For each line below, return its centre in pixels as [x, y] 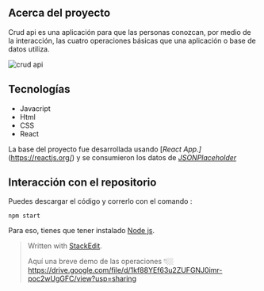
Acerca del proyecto [59, 13]
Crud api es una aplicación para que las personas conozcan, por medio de [130, 32]
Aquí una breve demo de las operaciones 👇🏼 [101, 262]
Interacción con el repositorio [82, 183]
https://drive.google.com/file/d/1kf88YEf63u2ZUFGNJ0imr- [125, 270]
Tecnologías [39, 89]
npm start [25, 216]
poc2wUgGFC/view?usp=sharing [82, 279]
